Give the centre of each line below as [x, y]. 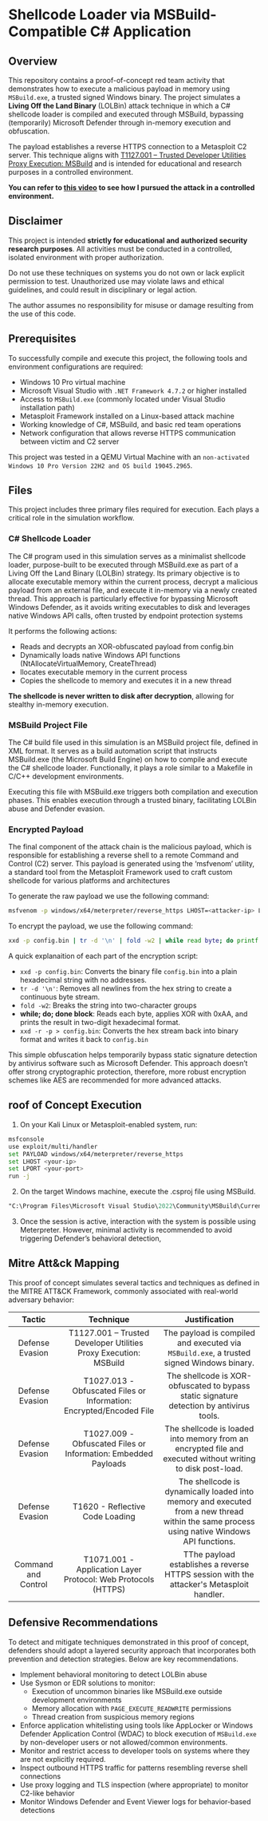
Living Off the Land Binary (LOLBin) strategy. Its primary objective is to [124, 573]
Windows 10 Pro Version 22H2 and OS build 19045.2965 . [100, 465]
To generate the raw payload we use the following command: [109, 897]
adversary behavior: [41, 1300]
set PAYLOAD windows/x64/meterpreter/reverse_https [96, 1154]
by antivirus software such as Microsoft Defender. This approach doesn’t [128, 1063]
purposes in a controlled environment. [71, 172]
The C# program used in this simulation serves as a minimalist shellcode [127, 556]
